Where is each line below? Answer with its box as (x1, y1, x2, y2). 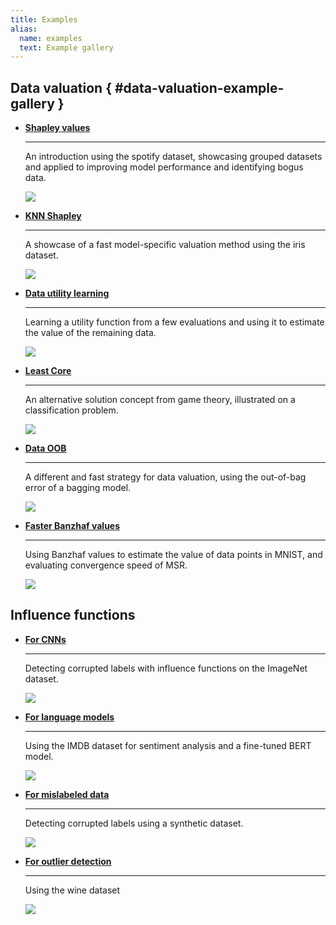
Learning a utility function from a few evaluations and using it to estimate (24, 316, 325, 328)
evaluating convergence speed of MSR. (24, 559, 188, 571)
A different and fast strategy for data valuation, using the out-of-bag (24, 471, 307, 483)
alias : (10, 24, 38, 34)
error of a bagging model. (24, 482, 132, 494)
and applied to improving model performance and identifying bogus (24, 161, 304, 173)
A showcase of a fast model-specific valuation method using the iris (24, 239, 306, 251)
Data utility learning (24, 287, 110, 300)
